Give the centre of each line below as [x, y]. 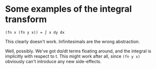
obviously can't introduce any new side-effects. [53, 61]
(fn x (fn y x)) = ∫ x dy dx [35, 32]
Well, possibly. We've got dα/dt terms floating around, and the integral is [78, 51]
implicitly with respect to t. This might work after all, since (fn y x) [73, 56]
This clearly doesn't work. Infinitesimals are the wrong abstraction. [72, 41]
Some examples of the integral [68, 9]
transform [26, 19]
